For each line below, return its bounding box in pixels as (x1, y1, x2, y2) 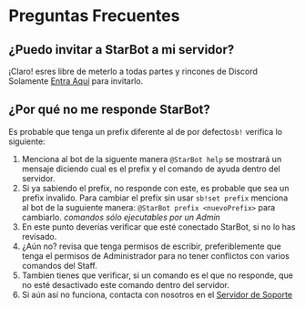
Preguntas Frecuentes (8, 5, 180, 26)
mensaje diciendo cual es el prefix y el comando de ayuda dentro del (21, 163, 281, 174)
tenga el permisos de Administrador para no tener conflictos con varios (21, 250, 290, 261)
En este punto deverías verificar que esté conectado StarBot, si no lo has (21, 221, 296, 232)
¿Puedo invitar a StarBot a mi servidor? (8, 42, 235, 57)
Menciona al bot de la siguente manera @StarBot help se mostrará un (21, 153, 282, 164)
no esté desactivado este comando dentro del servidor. (21, 279, 229, 290)
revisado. (21, 231, 57, 242)
